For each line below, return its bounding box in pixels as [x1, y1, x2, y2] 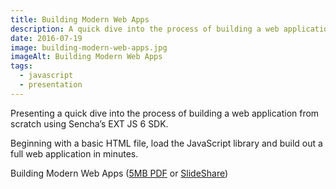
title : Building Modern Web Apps [10, 14, 150, 25]
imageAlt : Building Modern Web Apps [10, 52, 163, 62]
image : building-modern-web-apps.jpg [10, 42, 168, 53]
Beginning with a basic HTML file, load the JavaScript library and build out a [10, 137, 323, 149]
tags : [10, 61, 33, 71]
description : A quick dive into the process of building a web [10, 24, 280, 34]
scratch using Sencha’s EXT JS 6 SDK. [10, 117, 169, 130]
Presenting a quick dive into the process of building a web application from [10, 107, 320, 119]
